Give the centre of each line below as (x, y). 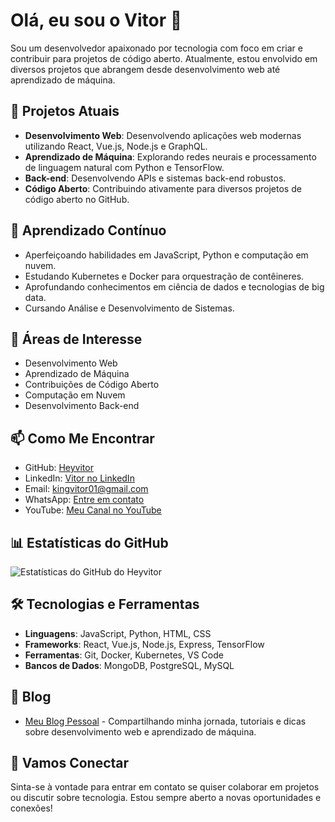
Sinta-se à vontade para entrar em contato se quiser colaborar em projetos (165, 787)
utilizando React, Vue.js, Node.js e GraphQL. (116, 146)
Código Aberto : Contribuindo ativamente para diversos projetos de (163, 188)
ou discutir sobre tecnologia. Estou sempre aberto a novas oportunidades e (166, 798)
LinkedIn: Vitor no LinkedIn (79, 478)
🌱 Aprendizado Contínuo (88, 230)
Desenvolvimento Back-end (82, 406)
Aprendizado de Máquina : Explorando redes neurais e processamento (170, 156)
